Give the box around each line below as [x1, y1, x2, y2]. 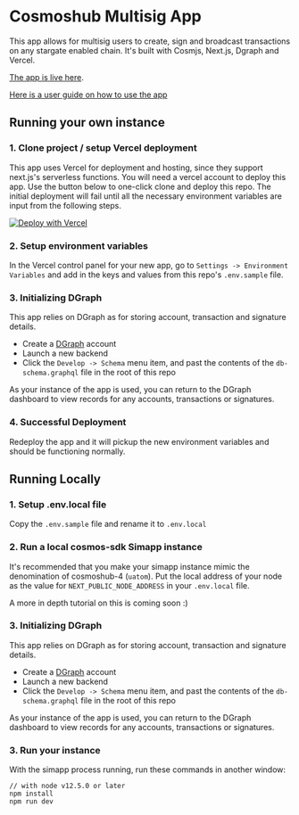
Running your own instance [9, 115, 165, 130]
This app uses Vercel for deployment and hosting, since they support [9, 162, 263, 173]
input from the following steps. [9, 200, 122, 210]
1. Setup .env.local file [9, 498, 107, 510]
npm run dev [9, 797, 54, 806]
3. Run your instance [9, 744, 101, 756]
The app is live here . [9, 71, 85, 82]
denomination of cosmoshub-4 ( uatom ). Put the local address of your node [9, 571, 283, 581]
